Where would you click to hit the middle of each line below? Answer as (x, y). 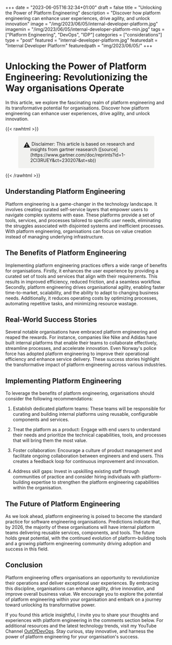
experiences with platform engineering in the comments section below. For (84, 620)
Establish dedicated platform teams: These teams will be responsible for (89, 409)
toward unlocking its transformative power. (51, 605)
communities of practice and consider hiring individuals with (77, 477)
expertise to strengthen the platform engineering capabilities (95, 482)
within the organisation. (37, 488)
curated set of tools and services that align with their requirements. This (81, 276)
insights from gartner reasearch (64, 149)
